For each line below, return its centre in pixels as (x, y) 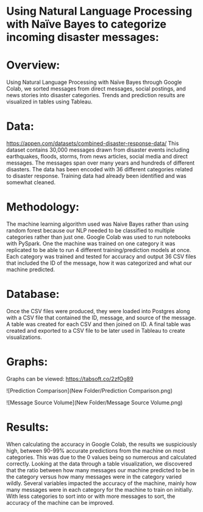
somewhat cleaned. (31, 182)
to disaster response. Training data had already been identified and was (97, 176)
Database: (33, 294)
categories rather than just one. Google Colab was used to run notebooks (98, 237)
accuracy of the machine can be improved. (60, 502)
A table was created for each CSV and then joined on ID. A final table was (98, 324)
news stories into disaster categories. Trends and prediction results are (96, 95)
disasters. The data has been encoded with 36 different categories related (100, 169)
